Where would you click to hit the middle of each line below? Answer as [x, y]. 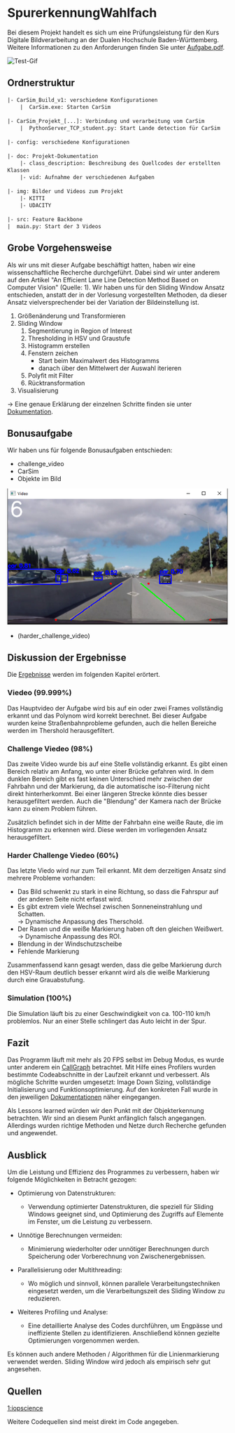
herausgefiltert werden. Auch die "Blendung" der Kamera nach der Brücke [114, 801]
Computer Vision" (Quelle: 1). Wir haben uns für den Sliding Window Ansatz [116, 287]
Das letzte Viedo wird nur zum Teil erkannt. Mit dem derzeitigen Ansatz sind [116, 871]
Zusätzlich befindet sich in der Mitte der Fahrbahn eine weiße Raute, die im [115, 822]
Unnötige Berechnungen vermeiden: [70, 1235]
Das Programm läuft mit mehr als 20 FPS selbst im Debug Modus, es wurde [116, 1060]
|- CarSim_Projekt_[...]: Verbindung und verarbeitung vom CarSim [106, 121]
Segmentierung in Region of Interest [80, 331]
